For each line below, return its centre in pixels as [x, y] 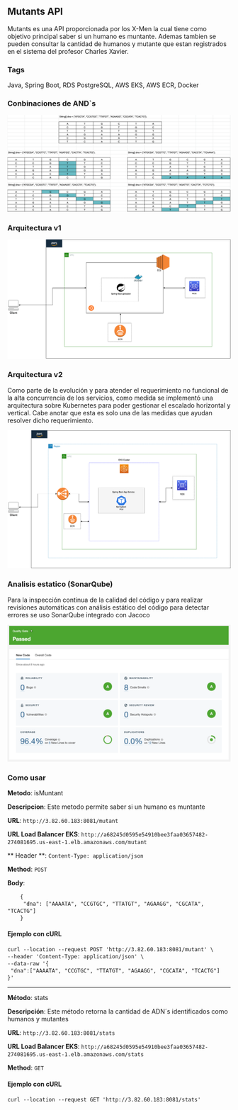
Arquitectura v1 [34, 228]
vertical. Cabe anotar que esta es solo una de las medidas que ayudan [110, 413]
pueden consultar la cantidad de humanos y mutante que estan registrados [117, 44]
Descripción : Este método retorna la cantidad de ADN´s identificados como [118, 1011]
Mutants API [35, 12]
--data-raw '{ [28, 964]
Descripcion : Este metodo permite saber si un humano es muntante [106, 807]
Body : [16, 882]
